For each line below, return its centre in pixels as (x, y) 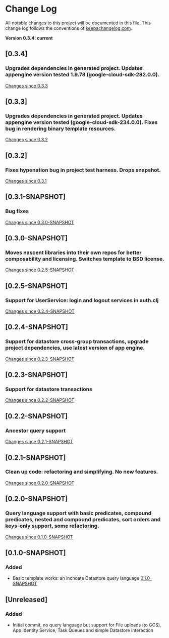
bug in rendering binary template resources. (61, 129)
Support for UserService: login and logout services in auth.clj (82, 300)
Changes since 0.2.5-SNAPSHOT (40, 270)
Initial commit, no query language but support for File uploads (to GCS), (87, 625)
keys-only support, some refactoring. (52, 526)
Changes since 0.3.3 (26, 86)
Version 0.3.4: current (29, 38)
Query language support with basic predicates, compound (78, 513)
